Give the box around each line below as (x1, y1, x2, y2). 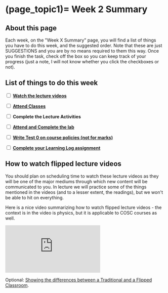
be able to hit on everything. (5, 194, 64, 200)
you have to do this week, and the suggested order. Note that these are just (5, 43, 162, 49)
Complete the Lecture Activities (12, 113, 81, 119)
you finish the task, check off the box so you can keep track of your (5, 53, 146, 59)
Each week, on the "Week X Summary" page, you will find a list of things (5, 37, 156, 43)
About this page (5, 24, 57, 32)
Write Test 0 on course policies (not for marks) (12, 134, 113, 140)
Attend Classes (12, 103, 46, 109)
